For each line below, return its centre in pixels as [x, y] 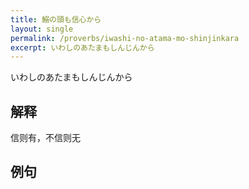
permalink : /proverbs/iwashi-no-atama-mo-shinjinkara [125, 38]
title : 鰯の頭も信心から [56, 19]
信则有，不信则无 [45, 138]
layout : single [42, 29]
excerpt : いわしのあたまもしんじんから [82, 47]
